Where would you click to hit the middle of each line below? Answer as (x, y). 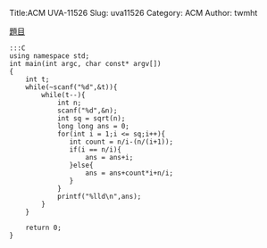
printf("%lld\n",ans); (99, 196)
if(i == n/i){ (96, 150)
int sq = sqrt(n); (91, 119)
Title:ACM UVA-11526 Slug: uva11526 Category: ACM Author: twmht (133, 13)
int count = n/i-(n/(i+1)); (121, 142)
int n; (69, 103)
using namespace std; (50, 56)
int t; (38, 79)
